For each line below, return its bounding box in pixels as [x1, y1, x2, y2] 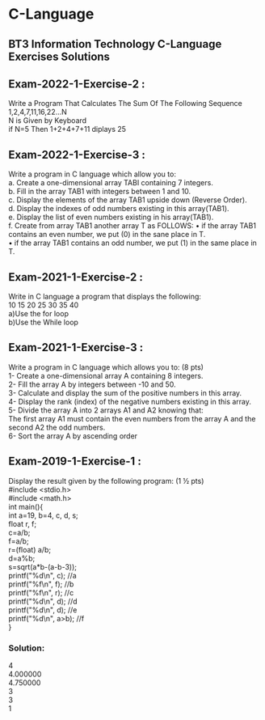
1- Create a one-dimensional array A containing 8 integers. [8, 371, 204, 380]
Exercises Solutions [8, 49, 111, 63]
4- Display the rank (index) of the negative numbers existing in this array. [8, 396, 252, 406]
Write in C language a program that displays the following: [8, 292, 202, 302]
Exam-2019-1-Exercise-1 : [8, 455, 141, 468]
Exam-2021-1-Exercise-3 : [8, 341, 144, 354]
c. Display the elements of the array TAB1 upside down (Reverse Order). [8, 195, 248, 205]
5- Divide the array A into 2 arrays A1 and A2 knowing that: [8, 405, 204, 415]
